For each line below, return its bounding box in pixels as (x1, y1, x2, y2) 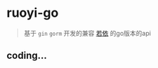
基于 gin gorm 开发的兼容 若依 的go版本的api (23, 29, 152, 37)
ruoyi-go (6, 5, 59, 21)
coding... (6, 50, 47, 62)
